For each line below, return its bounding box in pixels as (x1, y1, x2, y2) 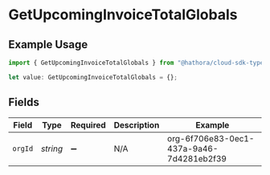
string (40, 143, 63, 154)
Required (70, 119, 106, 130)
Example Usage (8, 38, 88, 51)
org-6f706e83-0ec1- (167, 132, 255, 144)
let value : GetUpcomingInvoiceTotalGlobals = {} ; (8, 73, 178, 81)
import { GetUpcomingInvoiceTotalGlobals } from (8, 59, 174, 67)
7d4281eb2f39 (167, 153, 227, 164)
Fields (8, 96, 40, 109)
